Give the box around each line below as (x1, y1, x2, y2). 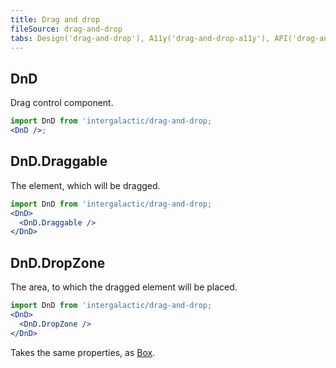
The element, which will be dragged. (10, 179, 161, 191)
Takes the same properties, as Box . (10, 346, 156, 358)
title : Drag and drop (10, 14, 101, 25)
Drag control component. (10, 97, 114, 109)
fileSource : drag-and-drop (10, 24, 123, 34)
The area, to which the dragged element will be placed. (10, 281, 238, 293)
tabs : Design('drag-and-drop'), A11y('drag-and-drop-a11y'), (10, 33, 271, 43)
